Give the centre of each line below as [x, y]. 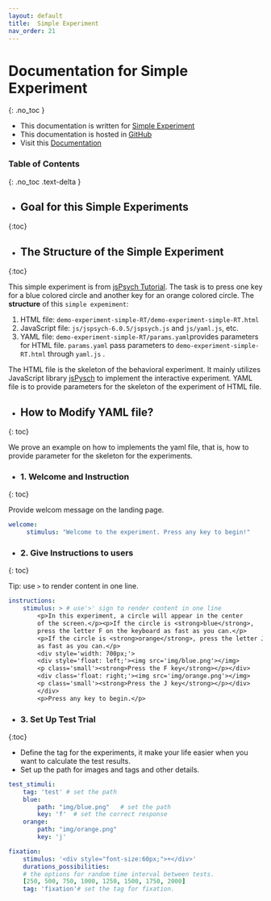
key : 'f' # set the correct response [102, 815]
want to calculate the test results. [75, 761]
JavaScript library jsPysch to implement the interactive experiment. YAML [130, 378]
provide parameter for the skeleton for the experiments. [101, 456]
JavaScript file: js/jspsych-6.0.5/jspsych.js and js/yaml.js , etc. [129, 329]
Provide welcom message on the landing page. [86, 510]
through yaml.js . [76, 354]
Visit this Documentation [61, 143]
